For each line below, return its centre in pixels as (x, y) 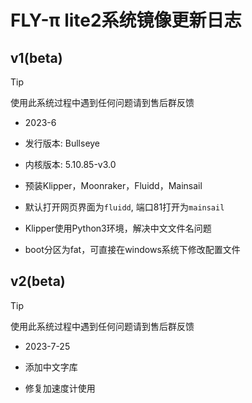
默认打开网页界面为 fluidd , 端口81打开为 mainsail (124, 207)
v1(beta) (36, 57)
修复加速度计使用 (60, 388)
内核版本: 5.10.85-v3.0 (70, 164)
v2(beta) (38, 281)
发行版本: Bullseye (62, 143)
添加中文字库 (51, 367)
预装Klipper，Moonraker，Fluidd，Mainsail (113, 185)
